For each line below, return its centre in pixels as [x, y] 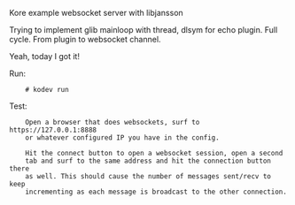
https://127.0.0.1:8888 [53, 130]
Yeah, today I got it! [44, 56]
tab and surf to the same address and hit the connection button [148, 161]
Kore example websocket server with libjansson [96, 13]
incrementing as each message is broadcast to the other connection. [156, 192]
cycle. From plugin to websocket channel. [85, 39]
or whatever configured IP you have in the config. [122, 138]
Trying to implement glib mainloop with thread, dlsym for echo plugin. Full [144, 30]
